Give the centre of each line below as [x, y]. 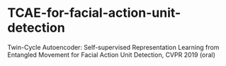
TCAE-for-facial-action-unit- [94, 13]
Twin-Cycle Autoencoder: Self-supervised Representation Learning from [113, 47]
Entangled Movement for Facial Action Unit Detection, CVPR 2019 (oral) [112, 55]
